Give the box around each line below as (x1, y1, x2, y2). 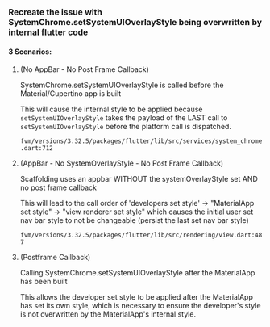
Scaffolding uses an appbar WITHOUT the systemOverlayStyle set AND (19, 174, 258, 184)
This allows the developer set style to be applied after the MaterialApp (19, 292, 254, 302)
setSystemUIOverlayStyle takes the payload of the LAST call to (19, 113, 228, 123)
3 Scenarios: (8, 47, 52, 57)
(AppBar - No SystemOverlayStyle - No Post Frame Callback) (19, 158, 224, 168)
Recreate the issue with (8, 6, 102, 18)
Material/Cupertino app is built (19, 89, 122, 99)
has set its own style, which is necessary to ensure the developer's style (19, 301, 261, 311)
